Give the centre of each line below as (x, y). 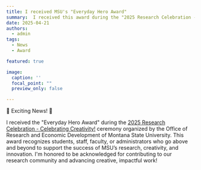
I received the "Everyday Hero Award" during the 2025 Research (86, 122)
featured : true (25, 61)
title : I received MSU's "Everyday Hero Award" (67, 12)
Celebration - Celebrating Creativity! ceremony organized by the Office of (97, 129)
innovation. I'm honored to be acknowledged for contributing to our (89, 154)
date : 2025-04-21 (28, 23)
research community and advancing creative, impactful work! (82, 160)
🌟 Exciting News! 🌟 (29, 111)
